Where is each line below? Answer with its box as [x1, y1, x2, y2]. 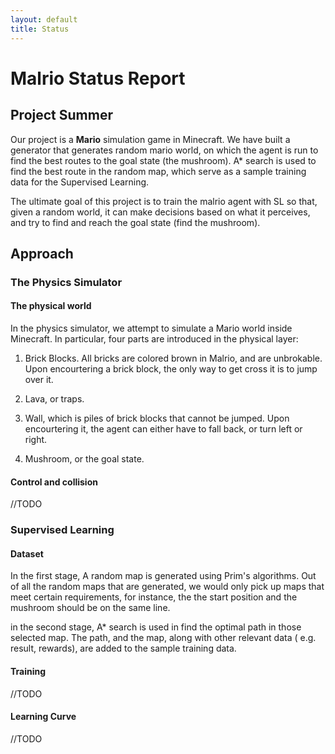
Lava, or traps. [24, 393, 85, 405]
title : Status [10, 24, 70, 34]
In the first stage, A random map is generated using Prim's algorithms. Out [10, 570, 317, 582]
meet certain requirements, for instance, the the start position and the [10, 591, 298, 603]
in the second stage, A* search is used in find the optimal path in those [10, 621, 302, 633]
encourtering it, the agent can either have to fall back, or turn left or [24, 423, 303, 435]
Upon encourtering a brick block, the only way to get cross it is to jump [24, 363, 318, 375]
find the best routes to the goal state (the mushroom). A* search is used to [10, 154, 317, 166]
